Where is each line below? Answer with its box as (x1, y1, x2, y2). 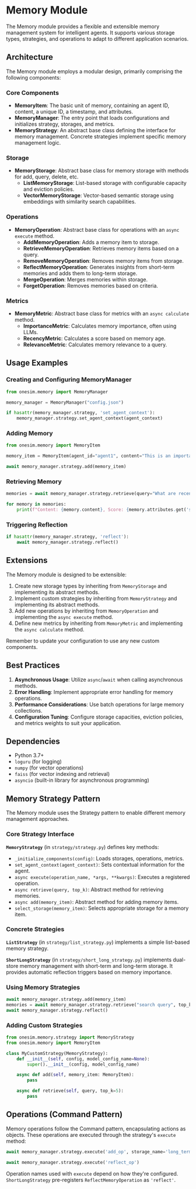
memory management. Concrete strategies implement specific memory (14, 133, 187, 140)
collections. (14, 707, 43, 714)
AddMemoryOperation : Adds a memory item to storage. (23, 238, 159, 246)
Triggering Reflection (6, 520, 68, 528)
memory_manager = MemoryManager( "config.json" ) (6, 399, 124, 406)
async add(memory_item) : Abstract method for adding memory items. (14, 898, 179, 905)
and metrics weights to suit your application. (14, 719, 121, 726)
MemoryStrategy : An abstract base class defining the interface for (14, 127, 176, 134)
